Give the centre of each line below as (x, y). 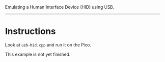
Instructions (30, 31)
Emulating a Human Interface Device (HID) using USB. (60, 7)
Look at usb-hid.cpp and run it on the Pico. (48, 45)
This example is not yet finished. (38, 54)
